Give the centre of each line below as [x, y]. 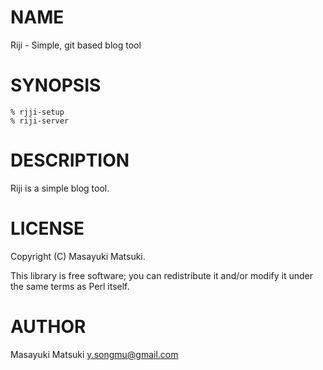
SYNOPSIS [56, 85]
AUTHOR [48, 326]
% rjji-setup [37, 112]
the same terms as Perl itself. [70, 286]
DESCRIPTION [70, 160]
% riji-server [40, 121]
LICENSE [47, 228]
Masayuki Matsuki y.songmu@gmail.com [94, 354]
